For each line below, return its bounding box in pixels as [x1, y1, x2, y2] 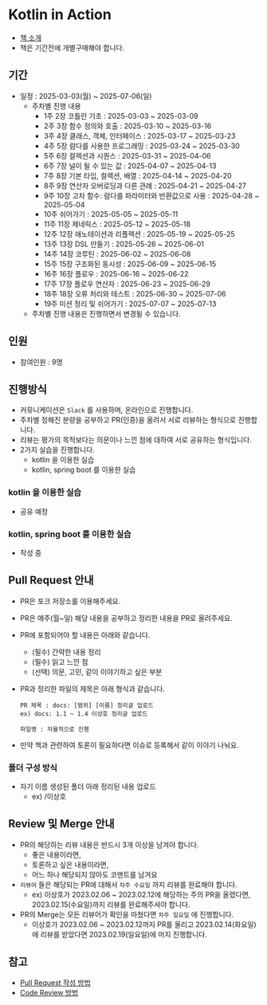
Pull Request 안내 [8, 574, 94, 587]
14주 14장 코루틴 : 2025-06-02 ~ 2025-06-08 [43, 249, 191, 258]
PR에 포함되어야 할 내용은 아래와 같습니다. [19, 630, 151, 639]
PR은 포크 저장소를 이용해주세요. [19, 596, 121, 606]
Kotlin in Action [8, 6, 112, 24]
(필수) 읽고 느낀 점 [31, 657, 88, 666]
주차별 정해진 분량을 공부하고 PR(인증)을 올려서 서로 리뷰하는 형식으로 [19, 415, 237, 425]
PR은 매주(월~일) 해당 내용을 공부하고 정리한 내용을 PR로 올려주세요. [19, 613, 233, 622]
